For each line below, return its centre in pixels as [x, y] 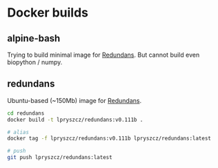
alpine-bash [34, 38]
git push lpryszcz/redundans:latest [60, 158]
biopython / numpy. [35, 62]
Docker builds [48, 13]
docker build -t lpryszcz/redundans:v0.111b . [75, 120]
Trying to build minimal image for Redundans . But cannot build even [103, 55]
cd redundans [26, 113]
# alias [18, 132]
